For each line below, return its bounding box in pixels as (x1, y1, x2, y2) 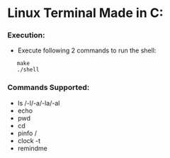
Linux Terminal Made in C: (7, 5, 164, 21)
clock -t (17, 136, 41, 145)
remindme (17, 144, 47, 152)
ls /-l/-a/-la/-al (17, 98, 60, 107)
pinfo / (17, 129, 38, 137)
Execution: (7, 30, 45, 40)
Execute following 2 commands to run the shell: (17, 46, 157, 55)
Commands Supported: (7, 83, 90, 93)
